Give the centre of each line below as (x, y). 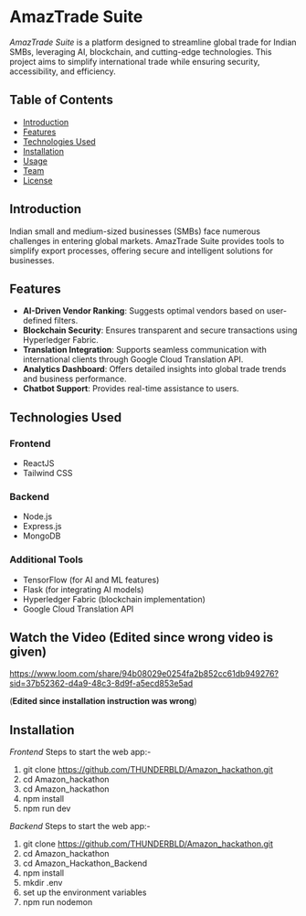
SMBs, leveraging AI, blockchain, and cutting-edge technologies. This (141, 51)
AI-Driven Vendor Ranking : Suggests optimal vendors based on (143, 311)
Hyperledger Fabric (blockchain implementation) (114, 599)
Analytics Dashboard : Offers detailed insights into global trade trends (154, 369)
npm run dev (47, 809)
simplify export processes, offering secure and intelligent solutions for (142, 250)
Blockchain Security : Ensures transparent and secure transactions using (160, 330)
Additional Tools (47, 559)
